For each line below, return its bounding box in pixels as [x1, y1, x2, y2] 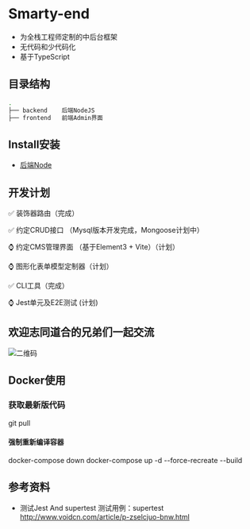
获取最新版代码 [8, 400, 66, 411]
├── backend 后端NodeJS [8, 106, 95, 114]
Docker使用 [8, 374, 66, 388]
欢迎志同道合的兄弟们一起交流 [8, 326, 155, 339]
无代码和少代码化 [19, 41, 76, 52]
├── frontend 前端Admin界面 [8, 114, 103, 122]
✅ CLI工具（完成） [8, 281, 69, 290]
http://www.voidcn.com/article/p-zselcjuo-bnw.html [19, 512, 190, 521]
